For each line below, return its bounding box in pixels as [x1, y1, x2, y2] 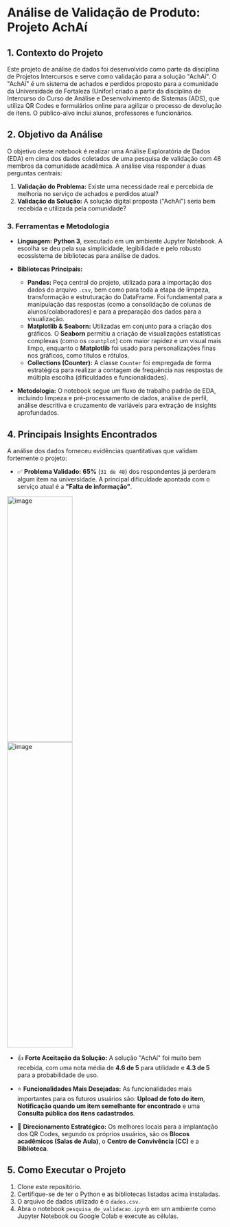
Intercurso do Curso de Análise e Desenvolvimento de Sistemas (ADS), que [7, 94, 220, 102]
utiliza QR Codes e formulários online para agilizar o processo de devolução [7, 102, 222, 109]
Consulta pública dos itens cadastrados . [16, 1109, 135, 1117]
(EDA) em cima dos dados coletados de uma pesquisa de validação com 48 [7, 154, 222, 162]
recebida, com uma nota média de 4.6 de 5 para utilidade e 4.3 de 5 [16, 1063, 211, 1072]
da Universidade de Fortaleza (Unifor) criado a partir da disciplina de [7, 87, 201, 95]
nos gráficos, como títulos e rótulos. [27, 351, 130, 360]
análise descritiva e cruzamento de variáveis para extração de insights [16, 401, 217, 410]
